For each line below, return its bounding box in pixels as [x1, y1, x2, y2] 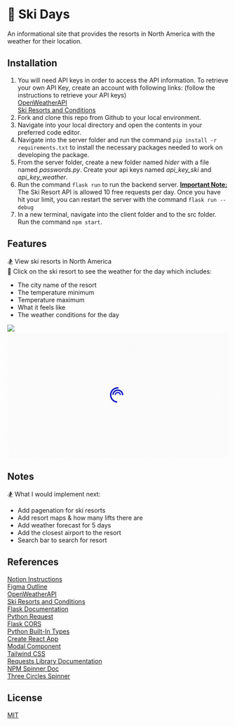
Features [7, 238, 47, 250]
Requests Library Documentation [7, 657, 103, 665]
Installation [7, 58, 58, 69]
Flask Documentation [7, 605, 69, 613]
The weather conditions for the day [17, 310, 119, 318]
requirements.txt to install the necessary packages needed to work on [17, 143, 223, 152]
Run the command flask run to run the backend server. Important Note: [17, 180, 228, 189]
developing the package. [17, 150, 90, 159]
